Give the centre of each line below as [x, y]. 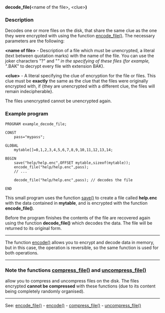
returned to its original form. [34, 228]
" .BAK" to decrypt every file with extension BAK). [55, 66]
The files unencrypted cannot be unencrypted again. [58, 101]
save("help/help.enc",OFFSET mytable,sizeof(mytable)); [72, 163]
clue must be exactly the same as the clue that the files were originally [77, 81]
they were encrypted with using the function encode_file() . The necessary [80, 36]
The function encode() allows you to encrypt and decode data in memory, [80, 242]
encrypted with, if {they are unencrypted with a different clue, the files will [80, 86]
